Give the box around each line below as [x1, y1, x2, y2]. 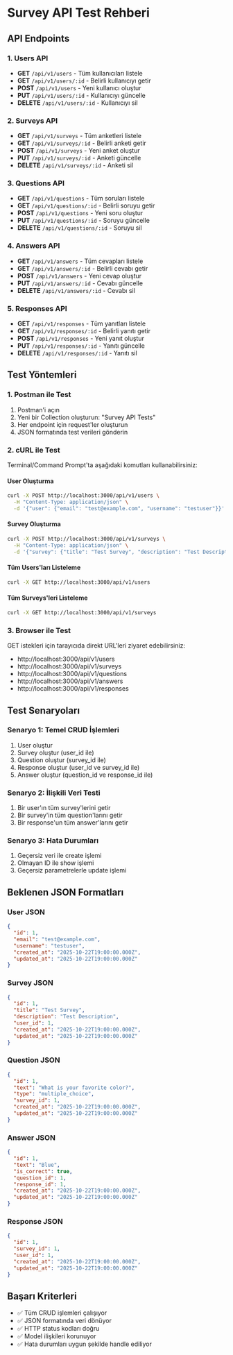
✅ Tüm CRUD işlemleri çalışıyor [17, 1308, 107, 1317]
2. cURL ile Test [7, 445, 60, 455]
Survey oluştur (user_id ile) [17, 748, 95, 757]
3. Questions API [7, 178, 64, 188]
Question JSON [7, 1055, 60, 1065]
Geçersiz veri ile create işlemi [17, 852, 102, 860]
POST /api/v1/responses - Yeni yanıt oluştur [17, 335, 144, 343]
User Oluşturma [7, 477, 54, 485]
